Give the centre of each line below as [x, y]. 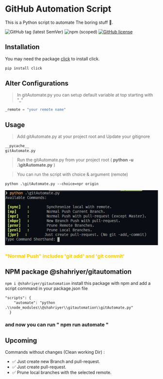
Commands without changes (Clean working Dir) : [55, 352]
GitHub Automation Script [58, 9]
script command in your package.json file [47, 288]
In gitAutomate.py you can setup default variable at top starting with [85, 95]
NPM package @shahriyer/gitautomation [68, 272]
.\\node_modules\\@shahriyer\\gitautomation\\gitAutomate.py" [69, 308]
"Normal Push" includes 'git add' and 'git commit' [65, 256]
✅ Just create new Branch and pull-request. [56, 362]
